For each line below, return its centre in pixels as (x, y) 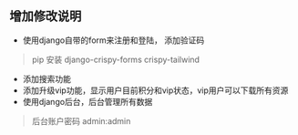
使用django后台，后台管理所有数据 (87, 101)
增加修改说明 (46, 16)
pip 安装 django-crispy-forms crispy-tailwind (116, 59)
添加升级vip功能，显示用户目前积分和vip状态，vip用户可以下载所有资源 (155, 90)
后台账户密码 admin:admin (81, 120)
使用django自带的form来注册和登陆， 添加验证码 (113, 40)
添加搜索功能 (46, 78)
